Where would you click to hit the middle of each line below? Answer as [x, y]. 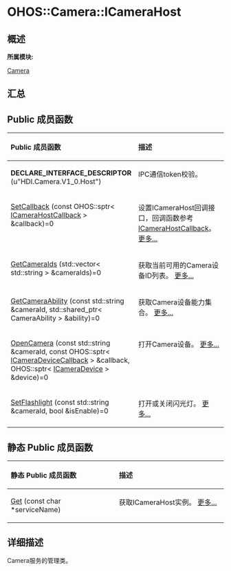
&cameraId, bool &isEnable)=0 [59, 411]
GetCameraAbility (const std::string [68, 301]
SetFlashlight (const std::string [60, 403]
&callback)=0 [32, 224]
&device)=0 [30, 377]
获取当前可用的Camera [175, 265]
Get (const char [36, 501]
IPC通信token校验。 [170, 175]
